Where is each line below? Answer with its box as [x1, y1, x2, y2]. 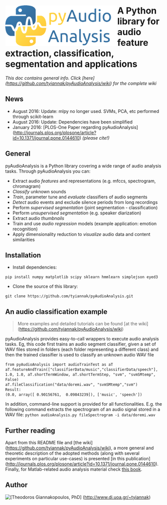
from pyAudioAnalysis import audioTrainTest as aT [5, 362, 113, 367]
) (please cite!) [79, 135, 110, 141]
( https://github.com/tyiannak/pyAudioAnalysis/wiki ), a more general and [5, 445, 154, 451]
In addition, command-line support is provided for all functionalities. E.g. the [5, 401, 162, 407]
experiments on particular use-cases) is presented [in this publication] [5, 456, 150, 461]
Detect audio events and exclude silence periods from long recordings [12, 199, 158, 205]
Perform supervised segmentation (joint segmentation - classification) [12, 204, 158, 210]
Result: [5, 387, 22, 393]
